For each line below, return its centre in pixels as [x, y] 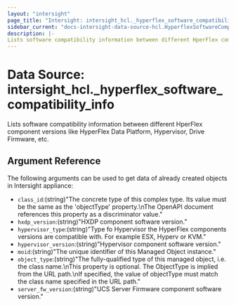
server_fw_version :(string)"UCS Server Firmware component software [119, 288]
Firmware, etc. [28, 139]
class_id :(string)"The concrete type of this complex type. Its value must [122, 199]
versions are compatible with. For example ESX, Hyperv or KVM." [112, 236]
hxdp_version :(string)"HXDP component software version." [102, 222]
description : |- [31, 33]
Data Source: [46, 75]
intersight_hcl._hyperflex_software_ [115, 90]
